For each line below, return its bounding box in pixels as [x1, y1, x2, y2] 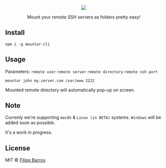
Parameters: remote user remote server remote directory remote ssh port [5, 68, 158, 74]
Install [5, 28, 25, 37]
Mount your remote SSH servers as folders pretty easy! [27, 14, 141, 20]
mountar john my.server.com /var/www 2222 [5, 78, 95, 83]
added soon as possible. [5, 120, 56, 126]
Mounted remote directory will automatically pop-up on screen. [5, 87, 136, 93]
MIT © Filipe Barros [5, 157, 46, 163]
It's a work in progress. [5, 130, 52, 136]
